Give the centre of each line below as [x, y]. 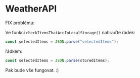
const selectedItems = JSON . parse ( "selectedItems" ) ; [62, 42]
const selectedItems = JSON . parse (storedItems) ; [57, 60]
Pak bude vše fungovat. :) [32, 70]
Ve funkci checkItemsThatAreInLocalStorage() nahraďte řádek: [70, 32]
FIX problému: [20, 23]
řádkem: [14, 51]
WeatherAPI [31, 9]
